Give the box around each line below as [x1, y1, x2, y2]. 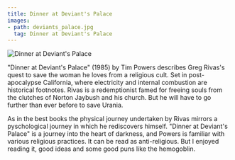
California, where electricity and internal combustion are [43, 79, 207, 87]
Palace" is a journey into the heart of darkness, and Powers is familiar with [7, 130, 225, 138]
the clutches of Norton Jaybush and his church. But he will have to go [7, 93, 212, 102]
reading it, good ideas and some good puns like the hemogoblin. [7, 144, 196, 153]
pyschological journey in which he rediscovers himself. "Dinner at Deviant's [7, 122, 229, 131]
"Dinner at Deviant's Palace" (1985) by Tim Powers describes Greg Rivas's [7, 63, 225, 72]
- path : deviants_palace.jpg [7, 23, 94, 30]
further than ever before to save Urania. [7, 101, 124, 110]
